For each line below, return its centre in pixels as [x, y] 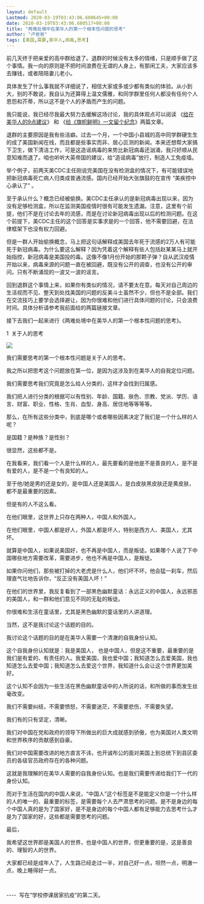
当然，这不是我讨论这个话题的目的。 [52, 625]
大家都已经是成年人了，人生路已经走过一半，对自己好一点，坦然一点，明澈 [99, 863]
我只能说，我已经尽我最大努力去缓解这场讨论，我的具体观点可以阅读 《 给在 [100, 114]
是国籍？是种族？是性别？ [38, 437]
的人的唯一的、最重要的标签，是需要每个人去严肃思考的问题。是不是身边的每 [102, 801]
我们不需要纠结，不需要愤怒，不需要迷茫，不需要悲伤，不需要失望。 [91, 707]
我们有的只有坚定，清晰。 [38, 719]
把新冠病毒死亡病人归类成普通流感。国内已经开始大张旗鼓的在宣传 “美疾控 [99, 178]
